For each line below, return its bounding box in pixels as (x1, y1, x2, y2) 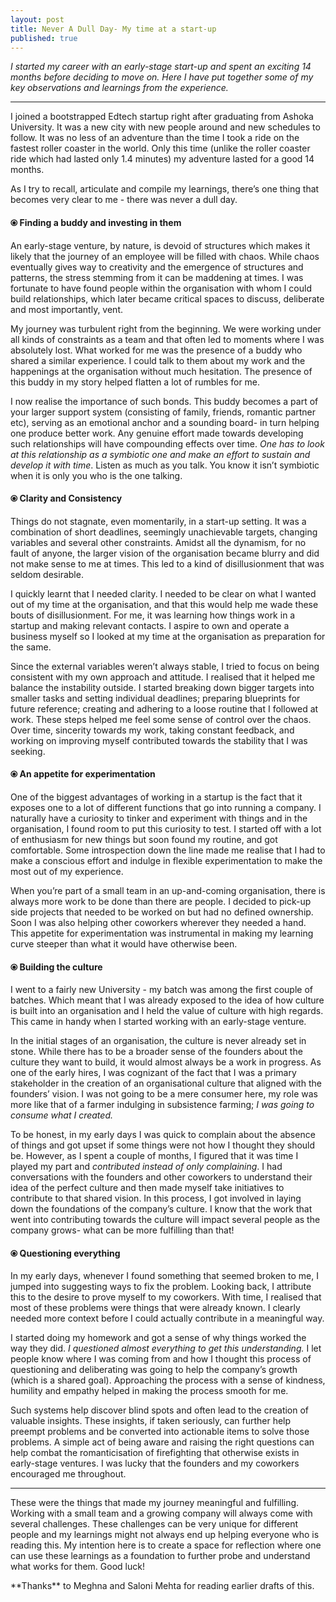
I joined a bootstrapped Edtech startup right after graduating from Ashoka (10, 111, 314, 123)
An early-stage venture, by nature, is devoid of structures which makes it (10, 239, 311, 251)
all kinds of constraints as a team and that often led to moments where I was (10, 333, 325, 345)
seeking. (10, 745, 46, 757)
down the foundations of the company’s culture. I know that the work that (10, 1203, 313, 1215)
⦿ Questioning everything (10, 1247, 121, 1259)
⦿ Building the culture (10, 961, 103, 973)
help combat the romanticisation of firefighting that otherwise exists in (10, 1447, 300, 1459)
